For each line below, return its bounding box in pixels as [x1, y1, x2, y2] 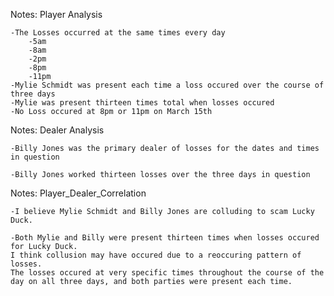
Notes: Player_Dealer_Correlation [10, 187, 147, 199]
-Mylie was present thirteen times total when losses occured [10, 98, 275, 108]
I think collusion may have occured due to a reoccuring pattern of [10, 250, 302, 260]
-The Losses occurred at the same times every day [10, 28, 226, 38]
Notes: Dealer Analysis [10, 124, 105, 136]
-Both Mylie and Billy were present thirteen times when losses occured [10, 233, 320, 243]
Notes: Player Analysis [10, 9, 103, 20]
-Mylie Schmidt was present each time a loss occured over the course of [10, 80, 325, 90]
